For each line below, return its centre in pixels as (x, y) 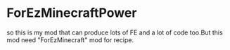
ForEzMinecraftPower (72, 13)
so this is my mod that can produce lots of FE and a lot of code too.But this (115, 32)
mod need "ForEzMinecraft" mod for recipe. (70, 39)
